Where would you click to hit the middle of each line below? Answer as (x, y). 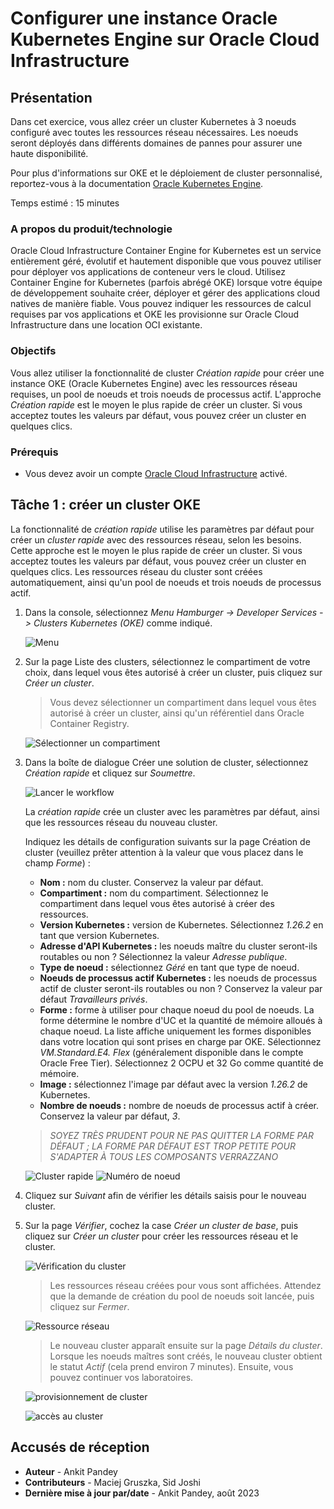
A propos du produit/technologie (91, 229)
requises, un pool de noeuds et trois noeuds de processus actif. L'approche (166, 394)
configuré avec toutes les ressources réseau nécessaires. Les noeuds (154, 132)
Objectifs (33, 351)
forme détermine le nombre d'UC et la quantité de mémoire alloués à (181, 1020)
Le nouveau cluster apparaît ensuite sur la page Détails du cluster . (186, 1345)
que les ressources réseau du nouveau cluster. (121, 822)
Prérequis (34, 452)
